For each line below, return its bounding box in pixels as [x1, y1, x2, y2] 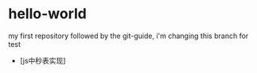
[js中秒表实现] [19, 56, 66, 65]
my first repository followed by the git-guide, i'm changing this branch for [8, 31, 249, 40]
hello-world [8, 5, 88, 23]
